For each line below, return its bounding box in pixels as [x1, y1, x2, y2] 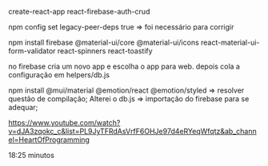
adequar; [8, 103, 38, 112]
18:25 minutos [8, 151, 54, 160]
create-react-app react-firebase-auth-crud [8, 7, 150, 16]
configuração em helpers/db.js [8, 70, 110, 79]
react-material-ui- [200, 38, 260, 47]
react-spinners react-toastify [57, 46, 154, 55]
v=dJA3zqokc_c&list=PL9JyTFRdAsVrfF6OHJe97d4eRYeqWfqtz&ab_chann [8, 127, 258, 136]
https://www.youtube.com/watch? [8, 118, 121, 127]
